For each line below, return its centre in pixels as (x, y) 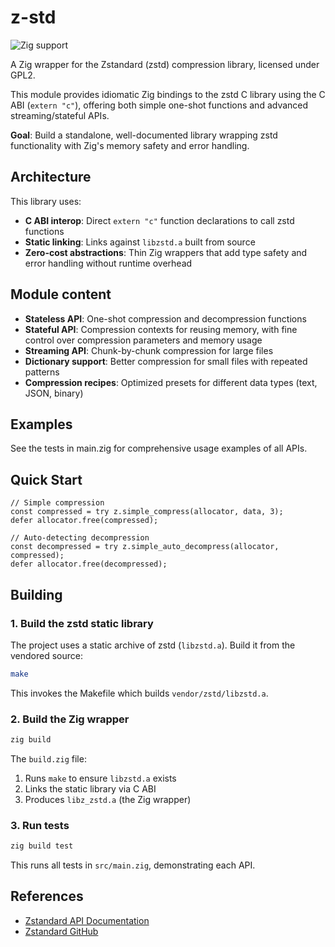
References (47, 896)
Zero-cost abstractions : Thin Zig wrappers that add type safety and (166, 252)
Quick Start (46, 479)
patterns (42, 372)
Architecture (51, 177)
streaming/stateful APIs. (60, 115)
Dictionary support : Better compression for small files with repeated (166, 361)
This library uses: (46, 201)
